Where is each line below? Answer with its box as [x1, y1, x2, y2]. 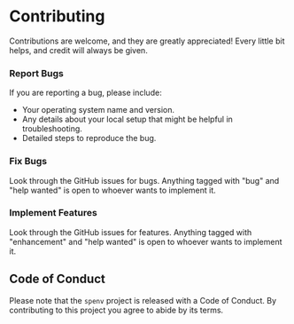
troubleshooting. [21, 123, 82, 134]
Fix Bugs [9, 155, 47, 168]
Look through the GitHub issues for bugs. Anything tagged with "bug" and [9, 175, 280, 186]
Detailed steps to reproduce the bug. [21, 133, 157, 144]
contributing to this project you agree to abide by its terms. [9, 304, 224, 315]
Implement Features [9, 207, 97, 219]
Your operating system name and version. [21, 105, 175, 115]
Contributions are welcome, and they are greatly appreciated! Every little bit [9, 36, 285, 46]
